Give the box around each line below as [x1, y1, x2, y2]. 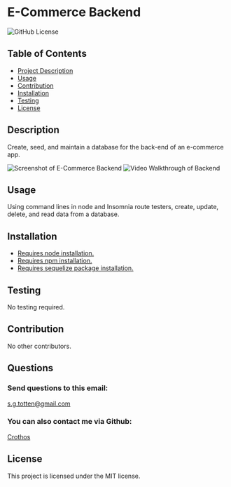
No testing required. [7, 303, 65, 311]
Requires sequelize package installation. [17, 264, 134, 272]
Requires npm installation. [17, 257, 92, 265]
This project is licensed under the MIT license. [7, 472, 141, 480]
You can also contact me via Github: [7, 417, 132, 427]
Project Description [17, 66, 73, 74]
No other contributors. [7, 342, 71, 350]
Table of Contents [7, 48, 87, 60]
